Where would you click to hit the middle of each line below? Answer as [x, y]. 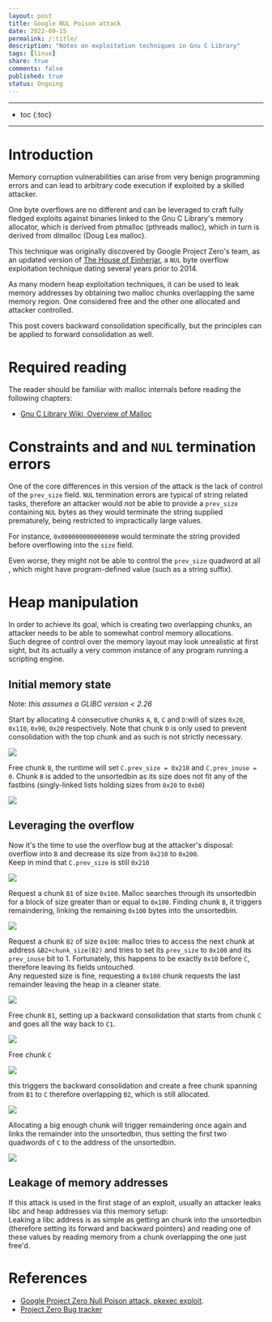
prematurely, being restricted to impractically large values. [106, 521]
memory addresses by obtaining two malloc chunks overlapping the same [132, 293]
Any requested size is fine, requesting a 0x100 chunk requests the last [125, 975]
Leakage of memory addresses [88, 1183]
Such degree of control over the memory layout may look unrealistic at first [134, 642]
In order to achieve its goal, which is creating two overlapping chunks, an [130, 625]
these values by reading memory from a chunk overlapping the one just [127, 1237]
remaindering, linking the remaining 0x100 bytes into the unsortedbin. [123, 910]
